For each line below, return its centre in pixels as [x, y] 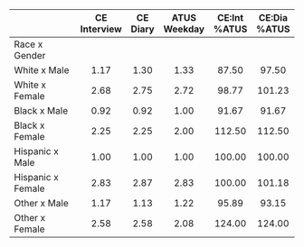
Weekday [184, 29]
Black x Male [41, 110]
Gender [30, 55]
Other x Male [42, 203]
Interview [101, 29]
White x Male [42, 70]
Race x [28, 44]
